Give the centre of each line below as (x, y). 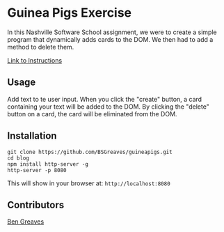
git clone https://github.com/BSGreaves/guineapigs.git (90, 152)
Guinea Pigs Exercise (70, 13)
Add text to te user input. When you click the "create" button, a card (105, 99)
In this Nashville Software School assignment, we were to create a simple (112, 32)
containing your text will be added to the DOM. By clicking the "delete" (109, 107)
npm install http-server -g (48, 164)
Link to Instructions (35, 60)
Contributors (36, 204)
